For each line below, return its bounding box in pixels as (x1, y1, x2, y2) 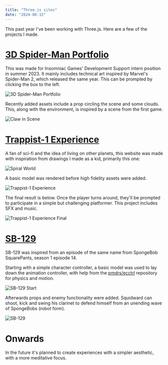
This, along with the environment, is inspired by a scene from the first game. (5, 106, 163, 112)
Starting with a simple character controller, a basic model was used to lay (5, 265, 157, 271)
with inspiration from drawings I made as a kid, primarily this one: (5, 156, 141, 162)
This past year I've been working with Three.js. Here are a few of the (5, 26, 147, 32)
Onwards (5, 333, 44, 344)
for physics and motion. (5, 275, 54, 281)
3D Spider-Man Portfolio (5, 49, 109, 60)
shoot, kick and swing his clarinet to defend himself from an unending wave (5, 300, 162, 306)
